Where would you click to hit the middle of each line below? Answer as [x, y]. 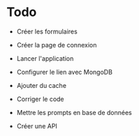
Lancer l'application [45, 58]
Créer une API [37, 126]
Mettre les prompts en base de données [74, 112]
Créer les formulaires [47, 31]
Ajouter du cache [42, 85]
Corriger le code [40, 99]
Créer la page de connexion [57, 45]
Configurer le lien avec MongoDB [65, 72]
